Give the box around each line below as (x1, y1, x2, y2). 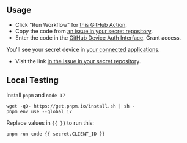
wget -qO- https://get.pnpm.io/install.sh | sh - (6, 103, 136, 109)
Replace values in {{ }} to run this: (6, 119, 95, 127)
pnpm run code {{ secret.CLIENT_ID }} (6, 131, 105, 137)
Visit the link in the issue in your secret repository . (15, 57, 141, 65)
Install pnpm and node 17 (6, 91, 66, 99)
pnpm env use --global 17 (6, 108, 72, 114)
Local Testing (6, 75, 59, 86)
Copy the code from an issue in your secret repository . (15, 27, 153, 35)
